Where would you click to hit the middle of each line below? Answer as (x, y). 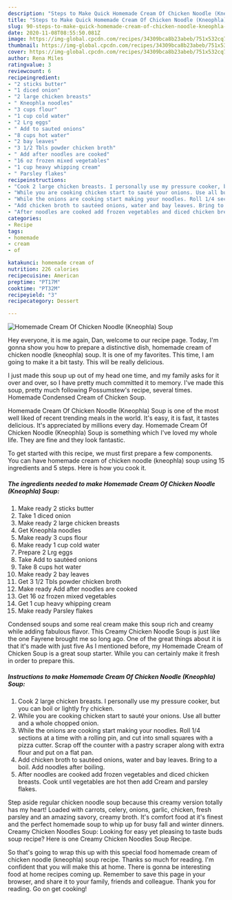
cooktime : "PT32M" (34, 289)
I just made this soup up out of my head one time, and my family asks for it (114, 375)
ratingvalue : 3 (30, 65)
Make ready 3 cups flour (53, 538)
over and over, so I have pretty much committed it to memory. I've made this (116, 383)
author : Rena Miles (36, 59)
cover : (17, 52)
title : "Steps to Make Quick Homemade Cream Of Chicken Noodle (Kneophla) (117, 20)
